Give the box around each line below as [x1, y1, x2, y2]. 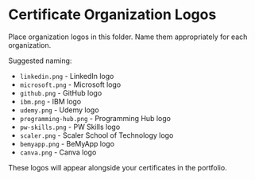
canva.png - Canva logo [19, 147, 97, 157]
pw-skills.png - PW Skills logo [19, 122, 121, 131]
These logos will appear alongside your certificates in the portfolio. [8, 162, 228, 172]
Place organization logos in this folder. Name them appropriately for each [8, 32, 248, 41]
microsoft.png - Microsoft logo [19, 80, 122, 89]
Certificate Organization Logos [8, 6, 217, 24]
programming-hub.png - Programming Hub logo [19, 113, 171, 123]
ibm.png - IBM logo [19, 96, 82, 106]
